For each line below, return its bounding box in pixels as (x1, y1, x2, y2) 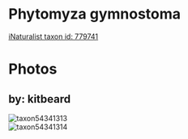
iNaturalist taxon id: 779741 (8, 32, 99, 41)
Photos (8, 60, 58, 78)
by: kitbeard (8, 92, 71, 106)
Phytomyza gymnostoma (8, 5, 181, 23)
